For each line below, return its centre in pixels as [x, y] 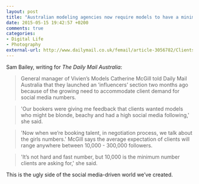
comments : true [25, 28]
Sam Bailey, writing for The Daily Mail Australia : [64, 67]
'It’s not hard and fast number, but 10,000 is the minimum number [100, 157]
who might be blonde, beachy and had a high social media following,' [105, 115]
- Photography [24, 45]
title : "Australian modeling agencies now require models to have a [92, 17]
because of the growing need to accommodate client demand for [100, 91]
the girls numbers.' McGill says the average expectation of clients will [105, 139]
